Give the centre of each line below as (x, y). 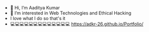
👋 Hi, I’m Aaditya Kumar (35, 8)
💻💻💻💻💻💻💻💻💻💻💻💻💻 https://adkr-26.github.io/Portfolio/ (77, 24)
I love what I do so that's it (38, 18)
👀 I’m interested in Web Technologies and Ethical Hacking (71, 13)
